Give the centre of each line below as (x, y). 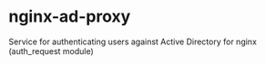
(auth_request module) (51, 51)
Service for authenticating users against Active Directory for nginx (133, 42)
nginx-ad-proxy (70, 17)
